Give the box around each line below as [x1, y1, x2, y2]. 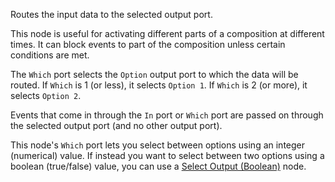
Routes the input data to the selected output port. [10, 9, 213, 20]
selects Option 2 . [10, 90, 82, 101]
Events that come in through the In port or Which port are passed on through [10, 109, 324, 121]
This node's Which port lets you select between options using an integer [10, 139, 306, 151]
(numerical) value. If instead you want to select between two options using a [10, 150, 325, 161]
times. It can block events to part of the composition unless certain [10, 39, 286, 50]
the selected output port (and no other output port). [10, 120, 223, 131]
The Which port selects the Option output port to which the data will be [10, 69, 299, 80]
